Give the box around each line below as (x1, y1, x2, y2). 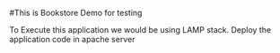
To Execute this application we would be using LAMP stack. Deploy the (9, 25, 272, 34)
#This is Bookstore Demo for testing (9, 8, 143, 18)
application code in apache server (9, 34, 136, 44)
